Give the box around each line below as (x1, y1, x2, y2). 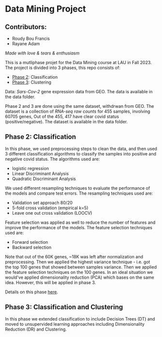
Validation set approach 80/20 (12, 200, 73, 205)
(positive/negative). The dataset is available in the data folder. (5, 119, 128, 124)
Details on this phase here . (5, 289, 58, 295)
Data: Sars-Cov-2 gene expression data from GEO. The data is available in (5, 89, 153, 94)
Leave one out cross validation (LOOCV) (12, 210, 92, 216)
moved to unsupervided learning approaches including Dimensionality (5, 321, 145, 327)
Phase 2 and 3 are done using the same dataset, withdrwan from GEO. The (5, 103, 154, 109)
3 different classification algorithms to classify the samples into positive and (5, 151, 156, 156)
